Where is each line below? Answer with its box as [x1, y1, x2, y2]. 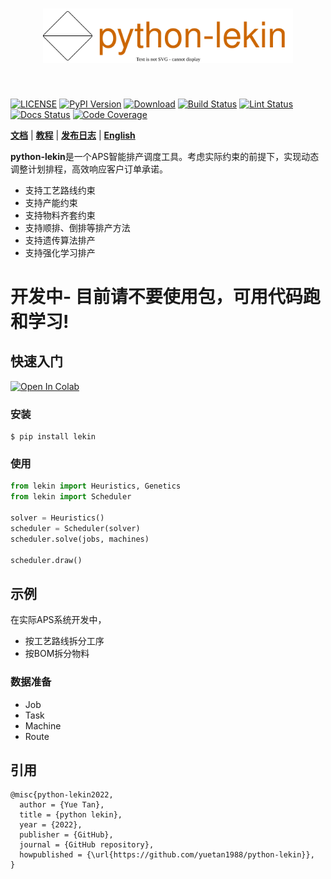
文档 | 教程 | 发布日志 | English [10, 129, 136, 141]
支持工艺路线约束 [24, 184, 96, 196]
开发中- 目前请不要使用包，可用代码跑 [10, 286, 321, 308]
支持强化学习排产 [24, 246, 96, 258]
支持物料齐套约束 [24, 209, 96, 221]
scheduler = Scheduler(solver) [10, 523, 141, 533]
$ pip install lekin [10, 432, 97, 442]
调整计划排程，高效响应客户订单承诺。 [10, 163, 168, 175]
